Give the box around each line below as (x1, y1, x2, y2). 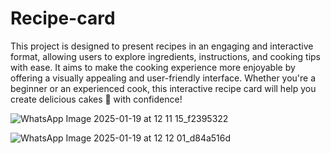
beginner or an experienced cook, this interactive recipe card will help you (10, 82, 317, 94)
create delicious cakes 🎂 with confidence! (10, 93, 183, 105)
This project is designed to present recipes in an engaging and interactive (10, 40, 314, 52)
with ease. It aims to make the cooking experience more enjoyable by (10, 61, 296, 73)
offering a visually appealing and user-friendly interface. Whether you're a (10, 72, 317, 84)
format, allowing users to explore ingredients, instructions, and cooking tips (10, 50, 322, 62)
